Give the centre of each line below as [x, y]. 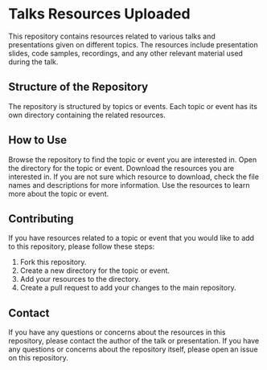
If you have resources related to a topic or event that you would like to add [131, 238]
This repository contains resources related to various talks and [112, 36]
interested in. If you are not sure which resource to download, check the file [134, 177]
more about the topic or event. [59, 193]
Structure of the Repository [78, 87]
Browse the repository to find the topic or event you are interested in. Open [133, 159]
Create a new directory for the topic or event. [95, 270]
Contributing [41, 219]
